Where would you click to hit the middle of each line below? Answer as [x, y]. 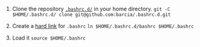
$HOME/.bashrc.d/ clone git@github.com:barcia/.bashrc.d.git [91, 15]
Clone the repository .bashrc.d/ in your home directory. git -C [91, 9]
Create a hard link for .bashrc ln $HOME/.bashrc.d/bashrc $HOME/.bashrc [103, 26]
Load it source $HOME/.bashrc [49, 38]
